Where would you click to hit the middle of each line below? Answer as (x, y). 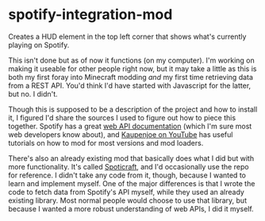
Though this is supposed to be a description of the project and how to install (133, 109)
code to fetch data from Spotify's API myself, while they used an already (126, 192)
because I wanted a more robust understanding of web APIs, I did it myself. (131, 208)
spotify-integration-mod (90, 15)
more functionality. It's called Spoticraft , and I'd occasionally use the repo (129, 166)
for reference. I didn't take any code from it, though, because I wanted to (127, 175)
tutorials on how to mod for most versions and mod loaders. (106, 143)
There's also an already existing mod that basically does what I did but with (131, 158)
